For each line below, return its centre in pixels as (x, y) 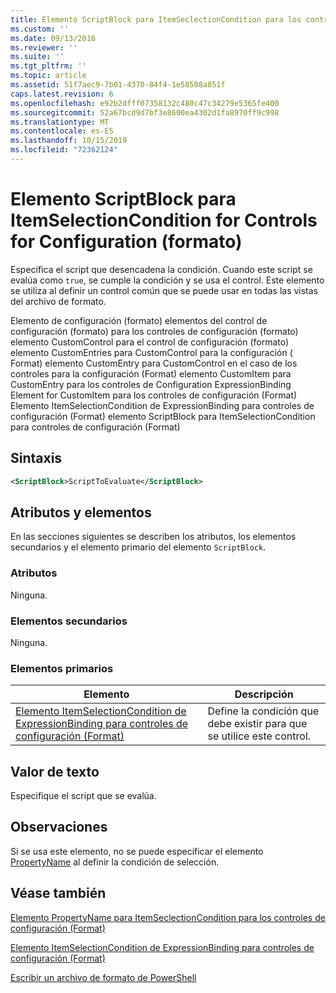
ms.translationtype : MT (60, 122)
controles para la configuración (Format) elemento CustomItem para (151, 373)
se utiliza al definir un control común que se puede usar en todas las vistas (164, 290)
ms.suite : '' (37, 57)
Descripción (264, 694)
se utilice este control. (259, 736)
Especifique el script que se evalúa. (83, 796)
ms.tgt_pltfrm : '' (48, 66)
